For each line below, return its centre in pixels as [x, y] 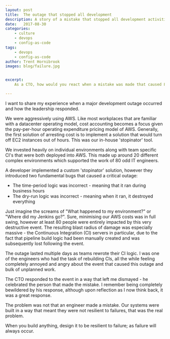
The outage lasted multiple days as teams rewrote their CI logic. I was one [82, 253]
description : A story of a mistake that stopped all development [75, 19]
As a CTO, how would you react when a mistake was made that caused [88, 85]
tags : [11, 47]
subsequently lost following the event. [45, 244]
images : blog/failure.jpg [32, 66]
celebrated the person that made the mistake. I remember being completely [84, 284]
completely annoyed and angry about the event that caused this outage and [84, 264]
